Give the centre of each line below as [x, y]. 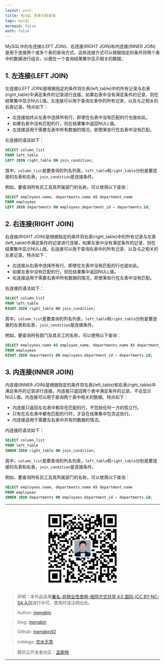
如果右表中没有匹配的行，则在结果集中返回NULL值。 [65, 123]
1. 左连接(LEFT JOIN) [37, 76]
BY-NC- [151, 597]
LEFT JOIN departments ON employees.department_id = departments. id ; [78, 207]
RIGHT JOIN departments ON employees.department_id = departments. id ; [79, 356]
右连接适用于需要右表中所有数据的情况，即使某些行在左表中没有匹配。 [83, 278]
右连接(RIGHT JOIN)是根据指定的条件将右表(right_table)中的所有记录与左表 [81, 237]
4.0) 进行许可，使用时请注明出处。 [58, 603]
